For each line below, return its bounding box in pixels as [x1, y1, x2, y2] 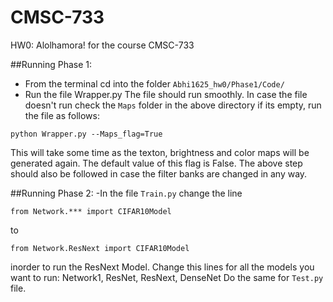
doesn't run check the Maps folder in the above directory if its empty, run [24, 99, 322, 111]
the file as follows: [24, 109, 100, 121]
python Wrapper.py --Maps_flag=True [10, 129, 163, 139]
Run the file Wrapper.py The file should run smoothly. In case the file [24, 88, 308, 100]
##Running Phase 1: [10, 58, 93, 70]
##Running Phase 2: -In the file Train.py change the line [10, 187, 243, 199]
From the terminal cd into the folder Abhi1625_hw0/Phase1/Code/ [24, 77, 285, 90]
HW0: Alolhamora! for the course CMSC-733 [10, 39, 195, 51]
